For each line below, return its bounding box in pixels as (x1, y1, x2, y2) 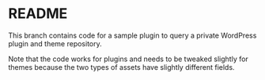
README (8, 5, 68, 23)
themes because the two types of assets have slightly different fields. (8, 62, 235, 71)
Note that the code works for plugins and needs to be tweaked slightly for (8, 54, 249, 64)
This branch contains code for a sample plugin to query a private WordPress (8, 31, 257, 40)
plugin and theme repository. (8, 38, 103, 48)
